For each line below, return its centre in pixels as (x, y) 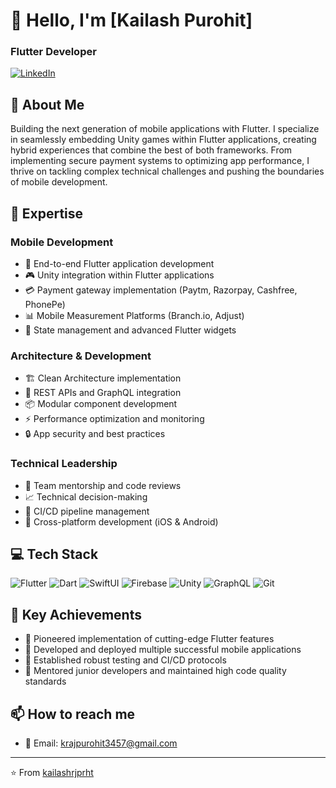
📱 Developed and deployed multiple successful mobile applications (163, 650)
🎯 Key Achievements (76, 614)
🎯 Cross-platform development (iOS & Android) (121, 521)
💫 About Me (47, 104)
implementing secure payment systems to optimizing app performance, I (160, 161)
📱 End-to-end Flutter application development (119, 263)
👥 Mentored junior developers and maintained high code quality (155, 671)
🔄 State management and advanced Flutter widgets (130, 330)
